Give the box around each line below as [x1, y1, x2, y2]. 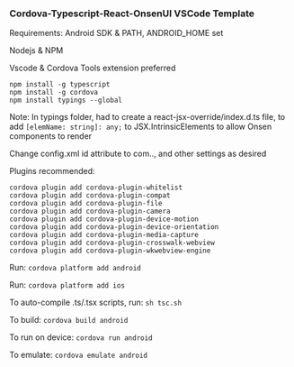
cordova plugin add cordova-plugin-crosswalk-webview [9, 238, 216, 248]
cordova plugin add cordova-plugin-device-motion [9, 215, 200, 224]
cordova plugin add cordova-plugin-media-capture [9, 231, 200, 240]
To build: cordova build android [9, 315, 129, 326]
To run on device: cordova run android [9, 332, 153, 343]
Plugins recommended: [9, 166, 96, 177]
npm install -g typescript [9, 80, 111, 89]
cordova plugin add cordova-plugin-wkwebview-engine [9, 246, 211, 255]
